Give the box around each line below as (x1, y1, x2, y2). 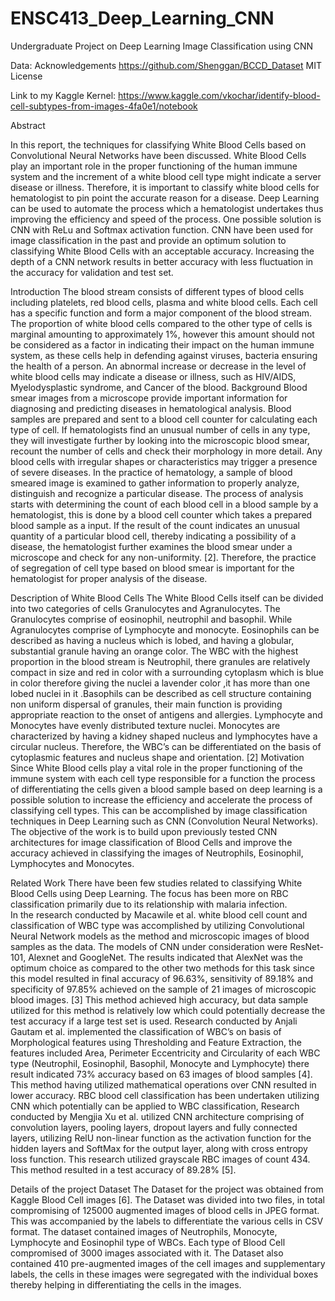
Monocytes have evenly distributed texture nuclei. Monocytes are (10, 719, 281, 731)
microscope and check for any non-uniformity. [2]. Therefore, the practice (10, 551, 317, 563)
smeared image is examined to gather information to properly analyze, (10, 477, 300, 489)
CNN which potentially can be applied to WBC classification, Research (10, 1100, 300, 1112)
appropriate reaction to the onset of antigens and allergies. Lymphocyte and (10, 708, 323, 721)
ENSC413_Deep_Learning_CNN (10, 7, 275, 30)
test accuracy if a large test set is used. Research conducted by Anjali (10, 1015, 298, 1027)
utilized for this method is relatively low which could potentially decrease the (10, 1004, 326, 1016)
